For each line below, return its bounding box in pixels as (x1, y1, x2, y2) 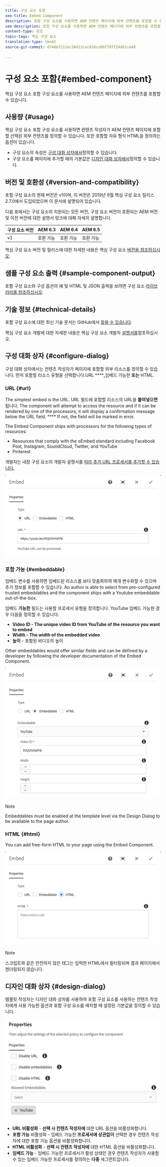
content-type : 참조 (5, 29, 43, 34)
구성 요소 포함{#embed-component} (5, 73, 152, 84)
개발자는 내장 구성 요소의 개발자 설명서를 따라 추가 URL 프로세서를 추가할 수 (5, 459, 151, 465)
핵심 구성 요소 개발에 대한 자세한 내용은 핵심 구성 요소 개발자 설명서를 (5, 330, 138, 336)
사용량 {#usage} (5, 112, 55, 121)
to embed (12, 627, 33, 633)
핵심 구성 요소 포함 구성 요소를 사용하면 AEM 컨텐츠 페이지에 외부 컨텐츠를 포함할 (5, 91, 161, 97)
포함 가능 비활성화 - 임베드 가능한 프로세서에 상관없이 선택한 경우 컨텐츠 (12, 1132, 150, 1138)
